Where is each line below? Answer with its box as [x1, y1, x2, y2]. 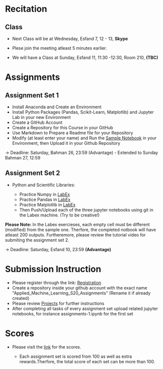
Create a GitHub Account [12, 119, 63, 125]
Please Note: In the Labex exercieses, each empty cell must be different [5, 221, 150, 227]
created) [12, 295, 30, 301]
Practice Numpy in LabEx [19, 191, 70, 197]
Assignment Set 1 [5, 91, 59, 99]
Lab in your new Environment [12, 115, 71, 120]
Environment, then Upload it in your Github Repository [12, 140, 121, 146]
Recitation [5, 3, 47, 15]
